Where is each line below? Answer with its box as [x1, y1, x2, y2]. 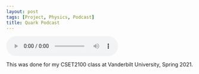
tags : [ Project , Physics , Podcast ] [6, 14, 95, 20]
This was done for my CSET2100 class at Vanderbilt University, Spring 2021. [6, 61, 194, 68]
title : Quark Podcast [6, 20, 60, 25]
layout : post [6, 8, 39, 15]
